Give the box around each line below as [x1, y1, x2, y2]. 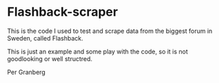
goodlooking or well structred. [7, 54, 93, 62]
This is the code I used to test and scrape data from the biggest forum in [7, 27, 213, 35]
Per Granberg [7, 68, 46, 76]
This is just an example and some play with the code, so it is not [7, 47, 188, 56]
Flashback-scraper [7, 4, 118, 20]
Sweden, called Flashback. [7, 34, 84, 42]
